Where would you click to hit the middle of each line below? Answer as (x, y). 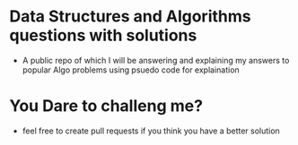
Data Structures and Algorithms (130, 17)
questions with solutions (103, 35)
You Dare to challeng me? (106, 106)
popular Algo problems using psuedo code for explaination (131, 70)
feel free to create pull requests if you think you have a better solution (151, 131)
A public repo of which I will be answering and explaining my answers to (156, 60)
